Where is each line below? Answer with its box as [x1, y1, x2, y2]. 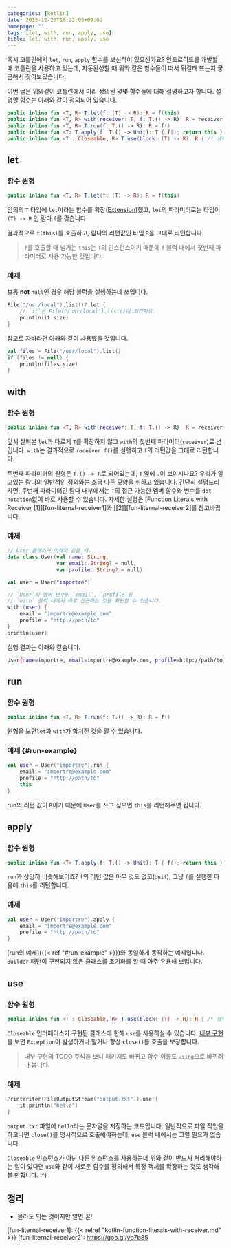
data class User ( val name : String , [7, 553, 109, 561]
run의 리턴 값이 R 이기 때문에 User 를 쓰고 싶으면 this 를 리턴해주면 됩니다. [7, 801, 201, 809]
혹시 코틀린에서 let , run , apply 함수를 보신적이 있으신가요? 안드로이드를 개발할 [7, 56, 219, 64]
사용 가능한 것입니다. [47, 252, 104, 260]
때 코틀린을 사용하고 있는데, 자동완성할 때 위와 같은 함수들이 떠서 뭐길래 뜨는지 [7, 64, 217, 72]
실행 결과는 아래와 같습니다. [7, 643, 81, 651]
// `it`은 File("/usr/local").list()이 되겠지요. [19, 308, 156, 315]
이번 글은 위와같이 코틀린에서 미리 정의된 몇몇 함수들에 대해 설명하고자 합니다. [7, 87, 214, 96]
